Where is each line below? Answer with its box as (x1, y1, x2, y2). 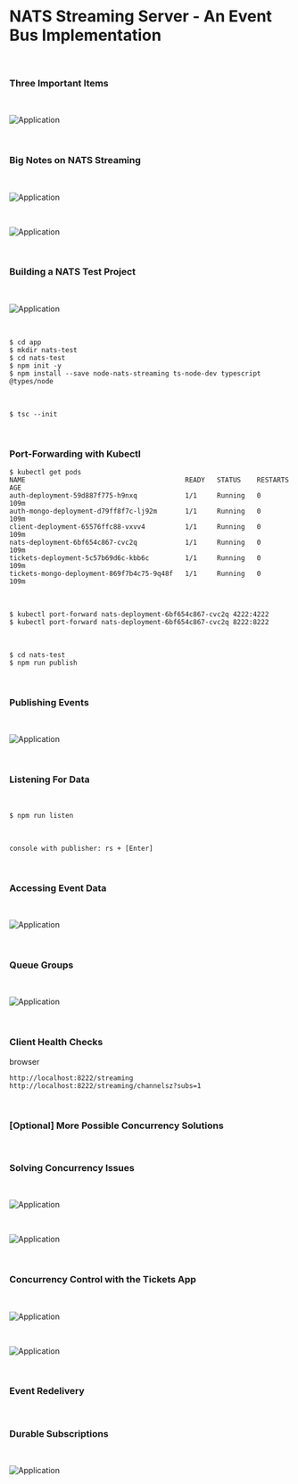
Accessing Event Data (9, 881, 107, 894)
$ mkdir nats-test (9, 345, 78, 354)
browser (9, 1056, 40, 1067)
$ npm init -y (9, 361, 62, 370)
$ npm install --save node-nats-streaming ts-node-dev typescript (9, 368, 261, 378)
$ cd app (9, 337, 42, 347)
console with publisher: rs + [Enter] (9, 844, 153, 853)
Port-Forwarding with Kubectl (9, 448, 141, 460)
